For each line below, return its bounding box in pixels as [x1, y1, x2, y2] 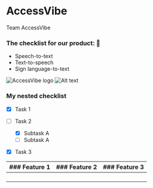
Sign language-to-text [14, 65, 70, 72]
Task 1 [14, 105, 31, 113]
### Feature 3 [102, 163, 145, 171]
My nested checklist [6, 92, 67, 100]
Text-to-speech [14, 59, 54, 66]
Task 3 [14, 148, 32, 155]
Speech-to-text [14, 53, 53, 60]
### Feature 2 [56, 163, 97, 171]
